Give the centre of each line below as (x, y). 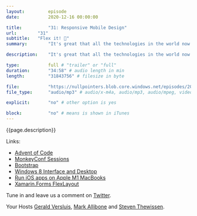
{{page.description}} (31, 130)
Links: (13, 141)
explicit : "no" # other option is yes (61, 103)
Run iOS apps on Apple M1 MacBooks (60, 178)
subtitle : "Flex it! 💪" (38, 39)
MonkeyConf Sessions (42, 159)
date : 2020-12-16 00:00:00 (52, 17)
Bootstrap (26, 165)
